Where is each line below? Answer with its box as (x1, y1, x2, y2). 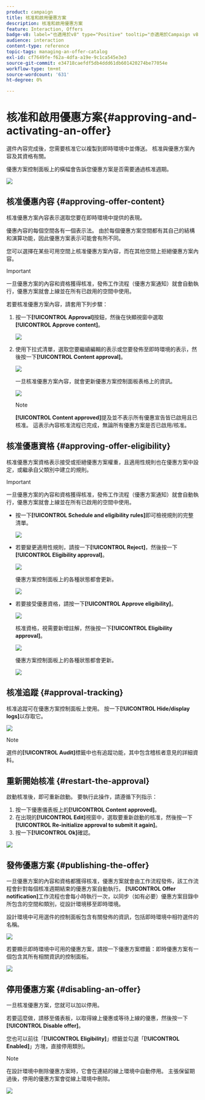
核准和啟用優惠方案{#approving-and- (6, 110, 197, 125)
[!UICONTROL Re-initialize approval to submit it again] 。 (15, 822, 160, 829)
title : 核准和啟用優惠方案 (6, 15, 67, 21)
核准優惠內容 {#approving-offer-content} (6, 197, 165, 207)
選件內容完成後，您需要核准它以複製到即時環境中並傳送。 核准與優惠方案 (6, 145, 190, 153)
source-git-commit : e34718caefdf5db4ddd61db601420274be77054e (6, 60, 168, 66)
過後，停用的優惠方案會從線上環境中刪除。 (6, 1075, 113, 1082)
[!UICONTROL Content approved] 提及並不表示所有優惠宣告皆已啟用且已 (15, 413, 198, 421)
